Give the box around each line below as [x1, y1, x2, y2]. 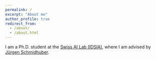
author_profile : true [5, 16, 50, 21]
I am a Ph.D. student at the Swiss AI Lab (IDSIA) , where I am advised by [5, 44, 151, 50]
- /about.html [9, 30, 39, 35]
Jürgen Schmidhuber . [5, 49, 50, 55]
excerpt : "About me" [5, 12, 48, 17]
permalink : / [5, 7, 32, 12]
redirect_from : [5, 21, 37, 26]
